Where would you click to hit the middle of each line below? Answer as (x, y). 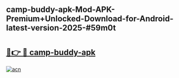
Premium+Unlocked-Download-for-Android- (90, 19)
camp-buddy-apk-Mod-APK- (61, 10)
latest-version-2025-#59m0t (61, 28)
